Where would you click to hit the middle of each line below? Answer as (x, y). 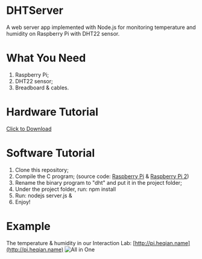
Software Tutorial (51, 153)
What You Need (46, 58)
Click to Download (29, 129)
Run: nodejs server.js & (43, 195)
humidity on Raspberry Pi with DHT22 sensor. (63, 33)
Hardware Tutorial (52, 112)
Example (28, 226)
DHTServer (35, 11)
